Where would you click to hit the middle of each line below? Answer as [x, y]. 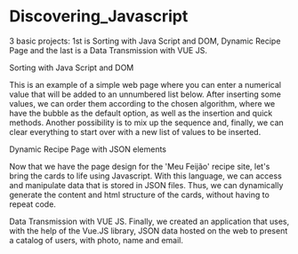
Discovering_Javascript [99, 16]
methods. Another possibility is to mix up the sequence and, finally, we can [147, 123]
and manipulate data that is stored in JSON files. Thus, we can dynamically [146, 185]
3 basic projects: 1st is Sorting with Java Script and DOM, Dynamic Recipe [145, 41]
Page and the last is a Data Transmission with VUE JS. [108, 50]
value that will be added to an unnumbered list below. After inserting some [145, 94]
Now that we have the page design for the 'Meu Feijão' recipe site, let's [140, 166]
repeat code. [32, 204]
